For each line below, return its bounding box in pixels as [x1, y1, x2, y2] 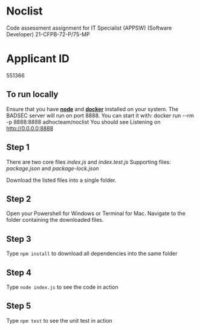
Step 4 [6, 267, 32, 277]
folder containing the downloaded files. [6, 216, 104, 224]
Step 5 [6, 301, 31, 311]
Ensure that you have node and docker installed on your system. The [6, 105, 179, 112]
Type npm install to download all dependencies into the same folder [6, 250, 178, 257]
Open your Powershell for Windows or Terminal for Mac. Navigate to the [6, 210, 186, 217]
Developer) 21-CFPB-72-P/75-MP [6, 30, 90, 37]
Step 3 [6, 234, 31, 244]
